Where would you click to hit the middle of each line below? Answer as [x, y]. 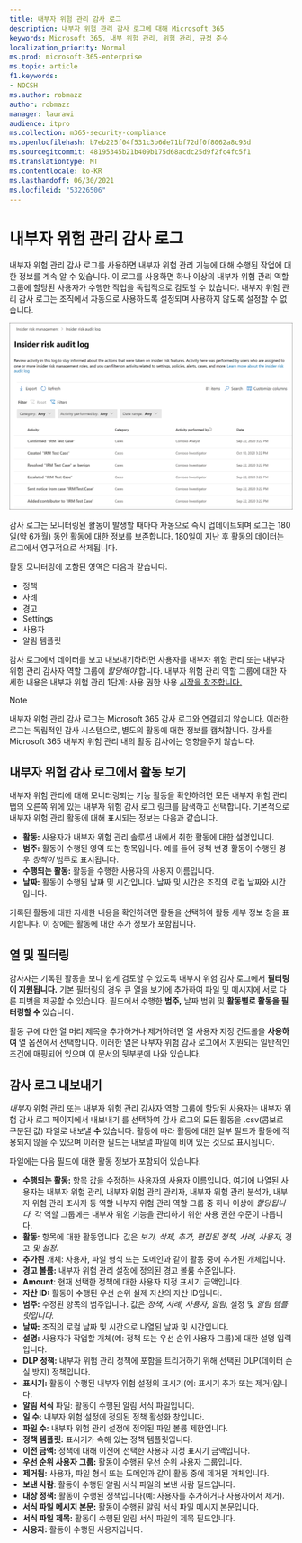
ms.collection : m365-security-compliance [88, 133]
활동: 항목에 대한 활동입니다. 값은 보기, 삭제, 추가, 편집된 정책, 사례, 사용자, [152, 1237]
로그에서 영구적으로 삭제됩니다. [64, 547]
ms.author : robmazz [46, 95]
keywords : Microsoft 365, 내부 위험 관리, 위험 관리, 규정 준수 [119, 38]
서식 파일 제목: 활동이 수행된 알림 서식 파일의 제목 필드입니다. [129, 1518]
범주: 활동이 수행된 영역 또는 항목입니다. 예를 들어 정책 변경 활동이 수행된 [149, 849]
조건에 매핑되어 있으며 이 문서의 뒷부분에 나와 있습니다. [105, 1054]
